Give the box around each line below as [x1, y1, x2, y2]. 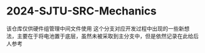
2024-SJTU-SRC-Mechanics [6, 4, 157, 18]
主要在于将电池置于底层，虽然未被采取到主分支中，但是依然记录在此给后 [16, 32, 199, 40]
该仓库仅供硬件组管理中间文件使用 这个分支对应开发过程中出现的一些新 [6, 25, 184, 32]
